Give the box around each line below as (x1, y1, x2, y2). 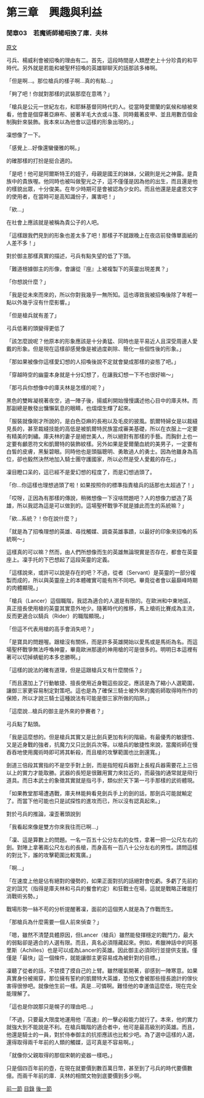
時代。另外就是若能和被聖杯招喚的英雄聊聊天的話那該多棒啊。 (6, 65, 161, 72)
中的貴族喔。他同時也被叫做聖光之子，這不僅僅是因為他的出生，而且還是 (11, 178, 192, 185)
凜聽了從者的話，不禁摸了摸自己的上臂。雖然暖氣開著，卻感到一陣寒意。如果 (6, 967, 198, 974)
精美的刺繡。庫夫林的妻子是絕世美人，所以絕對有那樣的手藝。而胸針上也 (11, 433, 192, 440)
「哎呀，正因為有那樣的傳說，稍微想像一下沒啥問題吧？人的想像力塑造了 (6, 494, 187, 502)
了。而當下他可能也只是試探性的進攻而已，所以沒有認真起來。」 (6, 797, 163, 804)
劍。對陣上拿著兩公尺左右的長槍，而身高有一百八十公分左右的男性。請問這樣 (6, 844, 198, 851)
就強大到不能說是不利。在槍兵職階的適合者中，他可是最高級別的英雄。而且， (6, 1024, 198, 1031)
